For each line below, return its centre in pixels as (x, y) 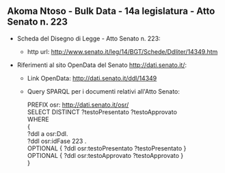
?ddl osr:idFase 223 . (57, 141)
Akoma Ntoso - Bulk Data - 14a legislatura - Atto (111, 11)
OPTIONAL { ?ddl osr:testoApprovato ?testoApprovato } (105, 155)
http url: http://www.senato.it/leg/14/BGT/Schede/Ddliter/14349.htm (122, 51)
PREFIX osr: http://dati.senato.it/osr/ (78, 105)
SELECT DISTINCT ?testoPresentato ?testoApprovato (102, 111)
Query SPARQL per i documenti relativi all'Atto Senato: (103, 91)
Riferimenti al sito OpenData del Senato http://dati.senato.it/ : (102, 65)
